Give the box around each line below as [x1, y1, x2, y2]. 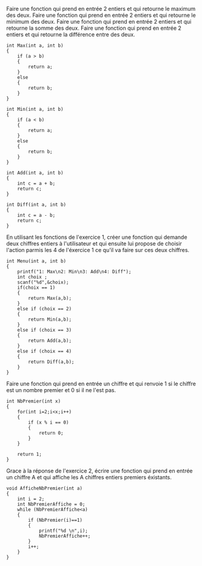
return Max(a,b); [28, 295, 72, 301]
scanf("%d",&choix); [17, 279, 69, 285]
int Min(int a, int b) [6, 106, 64, 112]
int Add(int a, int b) [6, 170, 64, 176]
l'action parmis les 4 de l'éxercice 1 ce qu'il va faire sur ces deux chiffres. [6, 247, 190, 253]
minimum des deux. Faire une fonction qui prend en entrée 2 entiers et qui [6, 18, 192, 25]
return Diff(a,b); [28, 359, 75, 365]
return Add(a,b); [28, 338, 72, 344]
